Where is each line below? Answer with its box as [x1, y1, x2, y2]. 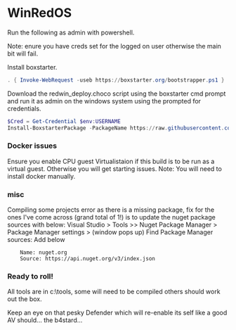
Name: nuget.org [20, 249, 68, 256]
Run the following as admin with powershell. [7, 28, 135, 37]
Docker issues [7, 141, 58, 151]
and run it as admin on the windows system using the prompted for [7, 96, 202, 105]
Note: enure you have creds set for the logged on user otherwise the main [7, 42, 221, 50]
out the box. [7, 295, 42, 303]
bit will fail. [7, 49, 39, 58]
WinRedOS [7, 5, 72, 21]
